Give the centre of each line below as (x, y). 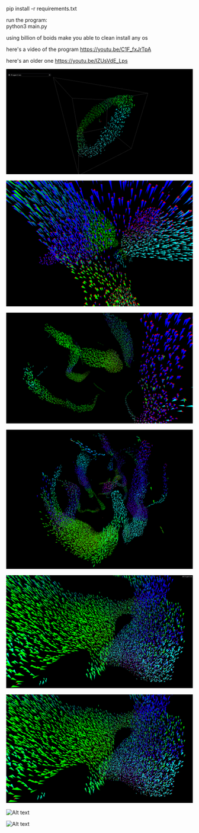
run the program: (27, 20)
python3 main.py (27, 26)
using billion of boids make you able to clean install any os (77, 38)
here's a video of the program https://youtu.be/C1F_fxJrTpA (79, 49)
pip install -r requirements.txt (41, 9)
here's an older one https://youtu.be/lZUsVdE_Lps (67, 61)
